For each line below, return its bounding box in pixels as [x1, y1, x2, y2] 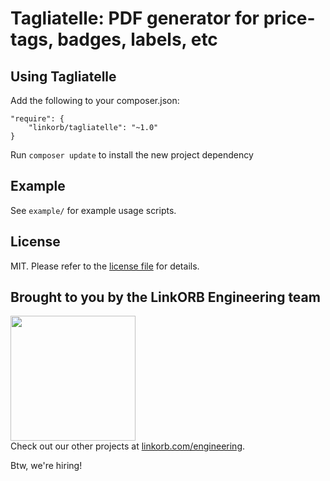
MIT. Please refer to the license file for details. [10, 260, 200, 272]
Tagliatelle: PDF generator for [10, 7, 260, 30]
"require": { [10, 114, 65, 124]
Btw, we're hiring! [10, 460, 83, 472]
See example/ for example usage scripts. [10, 204, 177, 216]
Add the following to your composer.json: [10, 95, 180, 106]
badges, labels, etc [57, 28, 218, 51]
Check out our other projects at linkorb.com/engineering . [10, 440, 246, 452]
